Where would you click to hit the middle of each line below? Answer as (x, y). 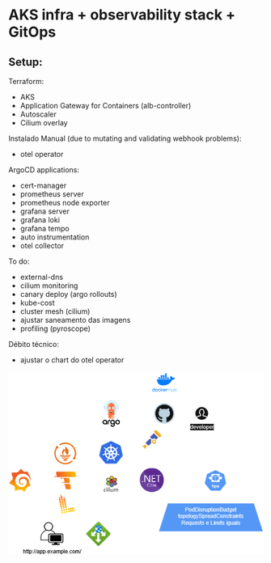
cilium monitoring (49, 286)
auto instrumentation (55, 237)
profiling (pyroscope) (55, 328)
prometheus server (52, 194)
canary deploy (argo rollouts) (68, 294)
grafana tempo (45, 229)
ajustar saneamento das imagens (75, 320)
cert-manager (43, 185)
